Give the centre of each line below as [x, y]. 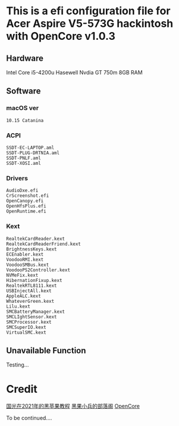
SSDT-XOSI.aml [24, 163]
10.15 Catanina [25, 120]
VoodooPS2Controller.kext [38, 270]
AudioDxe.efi [22, 191]
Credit [22, 389]
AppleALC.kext [24, 296]
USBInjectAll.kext [29, 291]
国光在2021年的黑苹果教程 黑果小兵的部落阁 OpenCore [73, 406]
